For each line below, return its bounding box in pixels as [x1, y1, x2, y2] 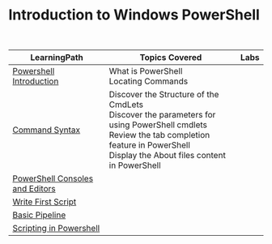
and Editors [12, 182, 56, 194]
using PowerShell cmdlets [108, 119, 208, 131]
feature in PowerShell [108, 139, 190, 151]
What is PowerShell [108, 65, 183, 76]
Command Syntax [12, 124, 81, 135]
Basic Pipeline [12, 209, 66, 220]
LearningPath [30, 51, 83, 62]
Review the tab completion [108, 129, 210, 140]
